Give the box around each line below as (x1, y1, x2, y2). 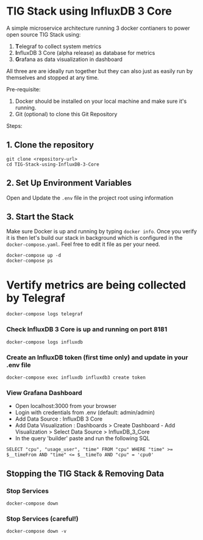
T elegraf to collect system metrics (15, 43, 102, 50)
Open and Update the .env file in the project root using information (6, 194, 174, 202)
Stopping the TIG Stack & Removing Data (6, 468, 165, 479)
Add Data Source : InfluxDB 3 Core (15, 415, 102, 423)
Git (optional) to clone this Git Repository (15, 110, 118, 117)
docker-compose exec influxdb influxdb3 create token (6, 374, 146, 380)
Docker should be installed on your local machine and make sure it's (15, 97, 187, 105)
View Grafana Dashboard (6, 388, 82, 397)
